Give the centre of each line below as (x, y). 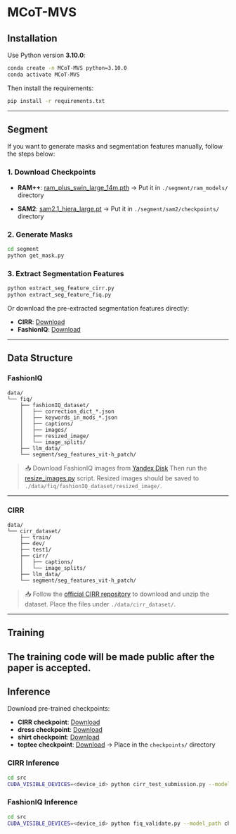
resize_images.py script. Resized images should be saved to (112, 478)
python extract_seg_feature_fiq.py (59, 294)
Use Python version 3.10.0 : (46, 55)
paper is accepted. (49, 667)
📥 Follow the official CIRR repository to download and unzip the (117, 594)
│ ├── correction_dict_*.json (67, 411)
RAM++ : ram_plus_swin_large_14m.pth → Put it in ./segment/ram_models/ (123, 187)
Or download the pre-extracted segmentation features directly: (98, 308)
